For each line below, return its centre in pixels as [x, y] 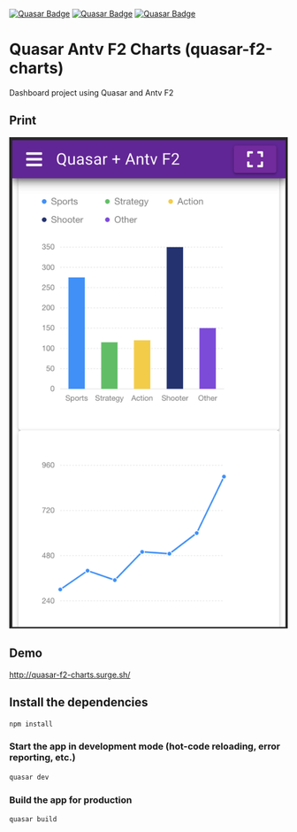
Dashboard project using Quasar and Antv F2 [91, 92]
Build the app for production [71, 799]
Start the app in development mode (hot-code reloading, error [145, 746]
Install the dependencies [79, 702]
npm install [31, 724]
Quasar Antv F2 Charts [95, 50]
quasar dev [29, 777]
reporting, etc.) [42, 758]
